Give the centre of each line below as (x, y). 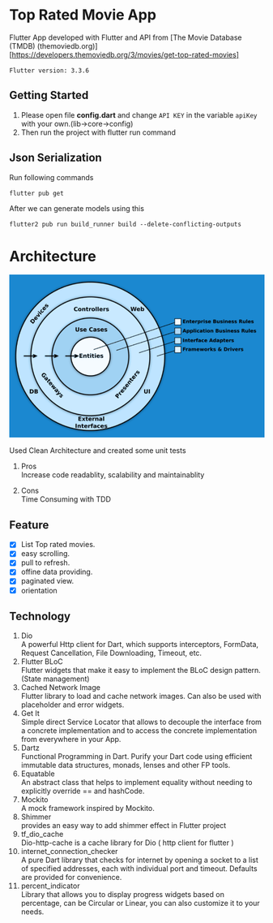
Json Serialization (55, 158)
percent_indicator (50, 886)
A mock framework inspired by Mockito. (87, 809)
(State (31, 679)
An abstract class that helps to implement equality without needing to (136, 783)
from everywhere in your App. (71, 740)
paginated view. (47, 581)
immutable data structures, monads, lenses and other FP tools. (126, 766)
